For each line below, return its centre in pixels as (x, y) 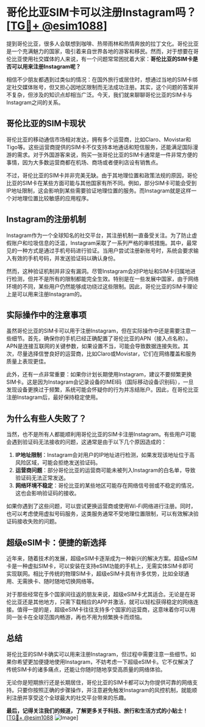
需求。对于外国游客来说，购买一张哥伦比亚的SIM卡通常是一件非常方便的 (107, 155)
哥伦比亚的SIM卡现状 (46, 124)
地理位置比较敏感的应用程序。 (54, 198)
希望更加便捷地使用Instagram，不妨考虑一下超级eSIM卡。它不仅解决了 (105, 662)
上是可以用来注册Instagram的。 (46, 294)
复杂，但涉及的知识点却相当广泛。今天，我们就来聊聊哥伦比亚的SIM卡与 (102, 95)
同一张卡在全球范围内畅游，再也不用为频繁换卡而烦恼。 (76, 617)
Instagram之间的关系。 (35, 102)
